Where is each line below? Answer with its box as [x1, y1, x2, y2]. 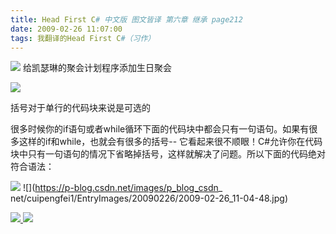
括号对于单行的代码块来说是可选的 [10, 102, 151, 114]
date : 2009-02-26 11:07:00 [10, 24, 123, 34]
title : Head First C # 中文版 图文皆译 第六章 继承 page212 [10, 14, 243, 25]
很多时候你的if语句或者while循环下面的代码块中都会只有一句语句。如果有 [10, 123, 310, 135]
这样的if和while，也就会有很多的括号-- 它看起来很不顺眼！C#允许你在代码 [18, 136, 323, 148]
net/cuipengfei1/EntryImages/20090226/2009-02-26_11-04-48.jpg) [10, 192, 289, 205]
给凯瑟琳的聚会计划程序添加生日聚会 [22, 62, 172, 74]
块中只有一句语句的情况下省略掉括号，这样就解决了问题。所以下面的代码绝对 [10, 148, 326, 160]
